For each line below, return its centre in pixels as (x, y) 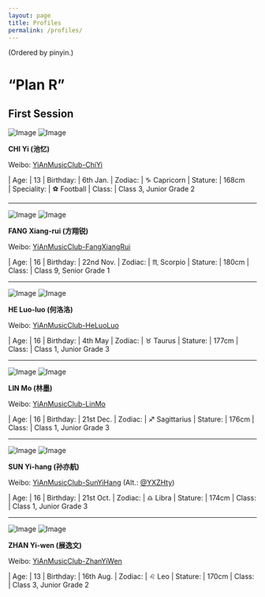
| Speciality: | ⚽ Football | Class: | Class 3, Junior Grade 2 (102, 189)
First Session (41, 113)
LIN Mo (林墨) (30, 388)
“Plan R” (37, 85)
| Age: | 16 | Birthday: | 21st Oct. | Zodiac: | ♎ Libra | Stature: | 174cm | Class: (132, 498)
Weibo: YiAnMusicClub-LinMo (57, 404)
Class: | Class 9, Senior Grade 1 (59, 270)
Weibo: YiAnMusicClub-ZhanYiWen (65, 561)
